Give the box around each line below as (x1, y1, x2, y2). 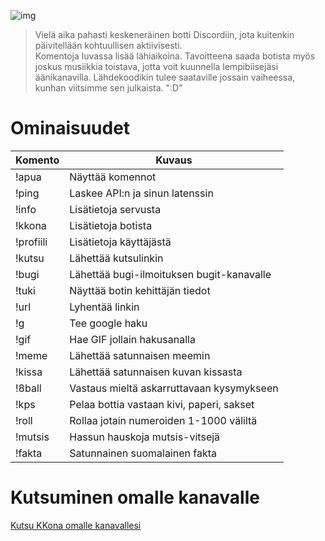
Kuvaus (155, 153, 193, 167)
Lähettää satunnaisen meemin (69, 348, 211, 362)
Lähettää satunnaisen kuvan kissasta (69, 365, 243, 379)
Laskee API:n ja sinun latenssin (69, 186, 214, 200)
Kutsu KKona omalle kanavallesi (10, 519, 142, 531)
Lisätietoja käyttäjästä (69, 235, 172, 249)
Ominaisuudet (10, 117, 131, 140)
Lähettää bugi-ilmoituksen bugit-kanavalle (69, 267, 272, 281)
